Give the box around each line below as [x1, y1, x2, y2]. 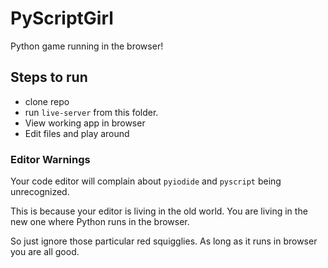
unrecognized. [10, 186, 70, 198]
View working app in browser [24, 117, 146, 129]
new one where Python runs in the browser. [10, 216, 190, 228]
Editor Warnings [10, 152, 91, 166]
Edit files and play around [24, 127, 130, 139]
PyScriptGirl [10, 7, 114, 30]
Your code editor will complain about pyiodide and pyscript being [10, 175, 282, 187]
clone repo [24, 95, 70, 107]
